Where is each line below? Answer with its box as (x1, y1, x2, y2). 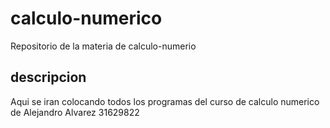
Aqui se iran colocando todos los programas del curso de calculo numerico (10, 95, 320, 107)
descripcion (10, 69, 87, 86)
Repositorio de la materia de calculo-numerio (10, 40, 197, 52)
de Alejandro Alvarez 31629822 (10, 106, 140, 118)
